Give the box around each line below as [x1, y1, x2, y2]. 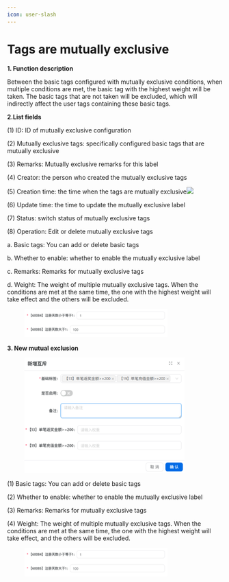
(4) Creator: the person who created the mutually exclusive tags [7, 173, 187, 181]
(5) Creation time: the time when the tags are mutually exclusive [7, 187, 187, 196]
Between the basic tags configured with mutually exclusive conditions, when [7, 78, 223, 86]
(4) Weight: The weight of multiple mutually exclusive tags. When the [7, 519, 202, 528]
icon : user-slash [7, 11, 57, 18]
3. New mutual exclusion [7, 344, 79, 353]
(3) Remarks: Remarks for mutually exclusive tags [7, 506, 147, 514]
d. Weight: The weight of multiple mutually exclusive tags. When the [7, 280, 198, 288]
